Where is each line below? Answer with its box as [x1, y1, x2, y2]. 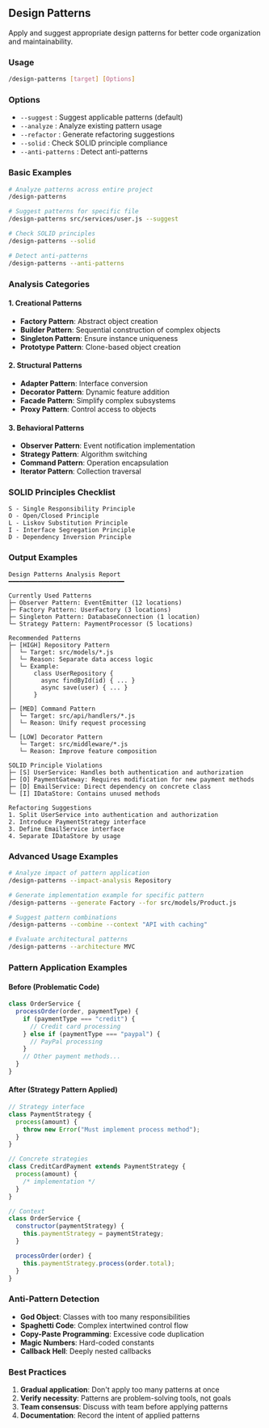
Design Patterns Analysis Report [8, 570, 121, 579]
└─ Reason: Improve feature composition [19, 747, 158, 755]
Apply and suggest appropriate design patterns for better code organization [8, 27, 261, 37]
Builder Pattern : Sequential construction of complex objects [19, 325, 221, 335]
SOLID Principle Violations [8, 761, 103, 769]
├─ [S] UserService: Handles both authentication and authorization [8, 768, 244, 777]
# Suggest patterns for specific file [8, 208, 139, 216]
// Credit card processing [29, 1022, 121, 1030]
